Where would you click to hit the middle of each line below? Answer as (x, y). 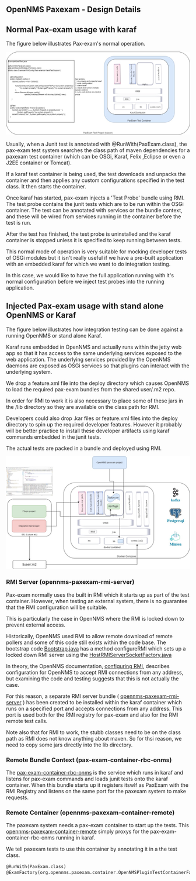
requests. (17, 797)
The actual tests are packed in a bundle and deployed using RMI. (84, 448)
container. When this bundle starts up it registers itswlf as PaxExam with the (97, 785)
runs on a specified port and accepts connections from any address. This (94, 708)
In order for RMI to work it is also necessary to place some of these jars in (95, 401)
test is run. (19, 223)
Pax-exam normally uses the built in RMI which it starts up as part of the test (98, 595)
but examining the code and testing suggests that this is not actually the (92, 679)
